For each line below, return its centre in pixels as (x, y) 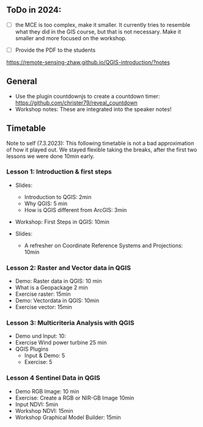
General (22, 82)
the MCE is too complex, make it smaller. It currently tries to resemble (103, 24)
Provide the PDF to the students (55, 50)
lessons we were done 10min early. (50, 156)
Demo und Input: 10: (40, 336)
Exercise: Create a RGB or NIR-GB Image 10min (75, 398)
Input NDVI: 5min (36, 404)
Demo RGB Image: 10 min (47, 391)
